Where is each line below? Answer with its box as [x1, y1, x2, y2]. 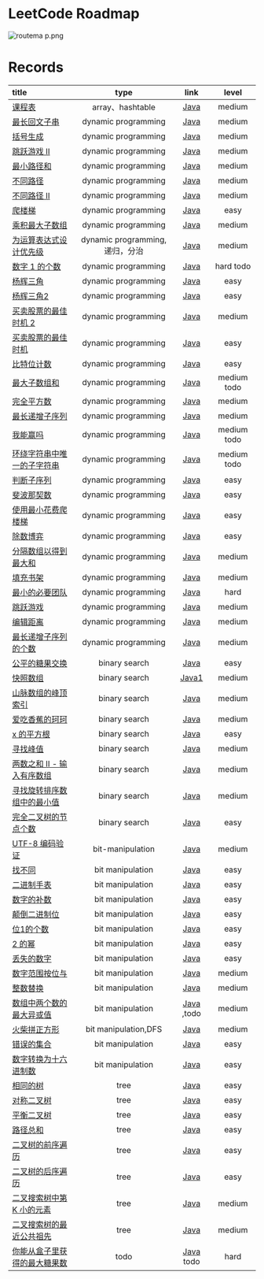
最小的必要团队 [12, 587, 68, 598]
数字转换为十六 [12, 1053, 68, 1064]
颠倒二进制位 [12, 909, 60, 920]
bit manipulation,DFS [85, 1023, 163, 1034]
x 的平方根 [12, 728, 51, 740]
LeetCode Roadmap [8, 5, 140, 23]
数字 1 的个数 [12, 261, 61, 272]
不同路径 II [12, 190, 50, 201]
